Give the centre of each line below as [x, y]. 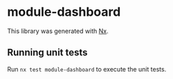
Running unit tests [47, 53]
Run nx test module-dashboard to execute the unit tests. [87, 69]
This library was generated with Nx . [58, 31]
